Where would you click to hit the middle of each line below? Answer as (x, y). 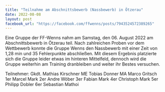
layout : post (19, 19)
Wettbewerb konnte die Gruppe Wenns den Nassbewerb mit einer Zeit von (81, 48)
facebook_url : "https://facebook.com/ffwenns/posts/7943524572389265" (80, 24)
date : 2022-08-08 (23, 14)
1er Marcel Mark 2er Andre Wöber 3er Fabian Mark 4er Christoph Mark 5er (82, 79)
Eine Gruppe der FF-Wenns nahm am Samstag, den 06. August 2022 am (79, 38)
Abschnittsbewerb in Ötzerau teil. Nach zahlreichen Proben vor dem (75, 43)
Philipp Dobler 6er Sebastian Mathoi (42, 85)
